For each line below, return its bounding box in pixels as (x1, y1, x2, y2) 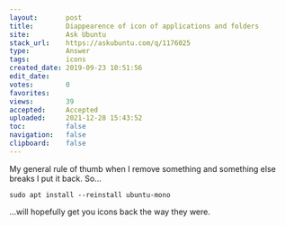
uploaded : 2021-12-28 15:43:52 (9, 113, 143, 122)
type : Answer (9, 47, 91, 56)
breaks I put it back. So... (9, 173, 102, 184)
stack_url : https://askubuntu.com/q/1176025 (9, 38, 191, 48)
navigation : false (9, 131, 87, 140)
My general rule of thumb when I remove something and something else (9, 163, 276, 174)
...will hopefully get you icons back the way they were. (9, 206, 211, 217)
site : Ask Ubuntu (9, 30, 106, 39)
